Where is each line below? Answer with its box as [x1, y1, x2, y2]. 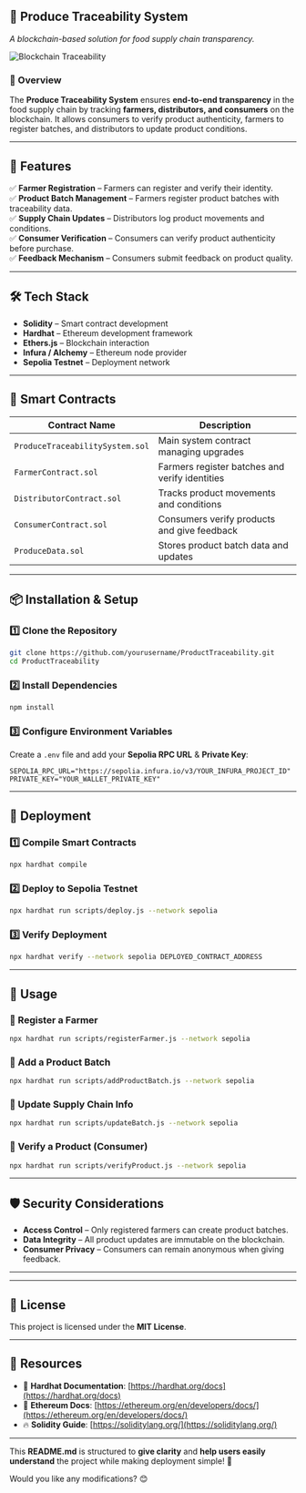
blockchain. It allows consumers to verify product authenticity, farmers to [9, 114, 284, 125]
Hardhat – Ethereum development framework [22, 327, 193, 338]
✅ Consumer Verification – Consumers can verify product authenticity [9, 232, 276, 243]
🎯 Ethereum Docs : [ [22, 1399, 98, 1410]
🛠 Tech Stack [9, 289, 89, 305]
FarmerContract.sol [14, 466, 98, 477]
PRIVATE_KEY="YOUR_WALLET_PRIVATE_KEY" [9, 775, 161, 784]
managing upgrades [158, 445, 244, 458]
